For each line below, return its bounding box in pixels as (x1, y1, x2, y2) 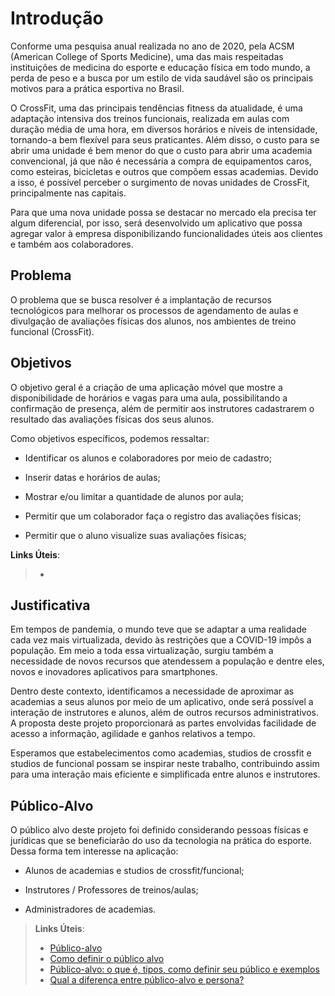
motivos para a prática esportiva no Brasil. (10, 82, 185, 94)
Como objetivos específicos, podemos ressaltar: (10, 432, 210, 444)
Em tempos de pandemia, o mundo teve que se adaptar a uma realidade (10, 623, 307, 636)
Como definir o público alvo (49, 953, 165, 965)
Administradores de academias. (24, 903, 157, 916)
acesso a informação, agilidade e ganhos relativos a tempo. (10, 728, 256, 740)
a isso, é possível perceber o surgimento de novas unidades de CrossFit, (10, 176, 310, 188)
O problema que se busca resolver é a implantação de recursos (10, 293, 272, 306)
